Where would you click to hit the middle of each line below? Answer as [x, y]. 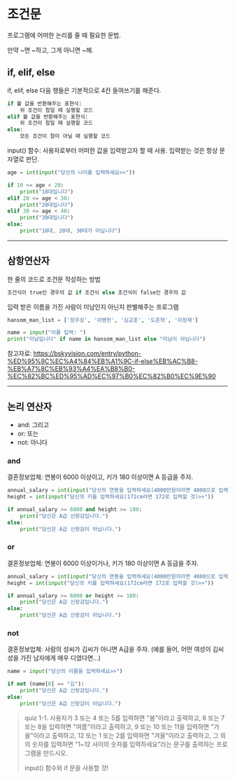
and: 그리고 [33, 425]
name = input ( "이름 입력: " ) [47, 333]
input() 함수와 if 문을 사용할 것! [66, 768]
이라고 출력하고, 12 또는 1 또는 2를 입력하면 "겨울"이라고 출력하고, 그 [126, 735]
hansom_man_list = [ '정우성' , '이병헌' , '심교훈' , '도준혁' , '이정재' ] [103, 320]
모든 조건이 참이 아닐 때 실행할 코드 [65, 136]
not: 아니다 [32, 442]
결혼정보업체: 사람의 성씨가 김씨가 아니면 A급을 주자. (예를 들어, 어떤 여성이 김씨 [116, 649]
